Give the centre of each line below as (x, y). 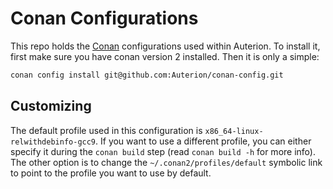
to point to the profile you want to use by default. (111, 173)
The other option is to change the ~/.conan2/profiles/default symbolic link (166, 162)
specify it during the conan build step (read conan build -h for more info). (163, 151)
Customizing (51, 106)
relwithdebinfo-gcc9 (53, 142)
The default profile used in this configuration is (106, 130)
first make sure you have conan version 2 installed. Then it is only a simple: (165, 56)
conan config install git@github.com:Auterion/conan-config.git (147, 75)
